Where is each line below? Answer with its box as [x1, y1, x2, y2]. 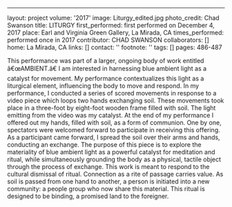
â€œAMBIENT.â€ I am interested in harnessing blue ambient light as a [7, 64, 207, 73]
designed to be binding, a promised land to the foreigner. [7, 192, 169, 200]
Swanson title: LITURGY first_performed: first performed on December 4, [7, 21, 215, 29]
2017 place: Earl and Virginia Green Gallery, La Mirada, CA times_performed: [7, 28, 224, 37]
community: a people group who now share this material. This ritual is [7, 185, 205, 192]
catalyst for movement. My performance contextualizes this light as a [7, 74, 204, 82]
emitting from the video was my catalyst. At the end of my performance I [7, 111, 214, 119]
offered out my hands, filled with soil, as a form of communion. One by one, [7, 118, 222, 127]
